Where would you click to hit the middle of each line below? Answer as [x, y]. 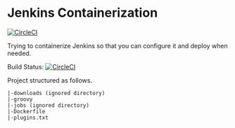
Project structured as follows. [50, 80]
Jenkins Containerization [83, 13]
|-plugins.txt [28, 118]
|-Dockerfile [26, 111]
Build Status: [26, 66]
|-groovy [20, 99]
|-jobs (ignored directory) [49, 105]
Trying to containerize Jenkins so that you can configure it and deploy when [118, 45]
